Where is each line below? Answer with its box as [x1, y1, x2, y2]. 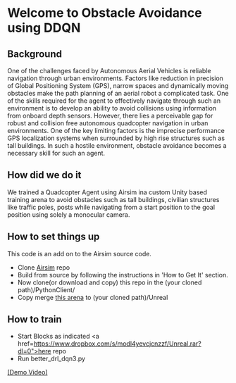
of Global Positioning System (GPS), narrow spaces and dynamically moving [7, 82, 229, 89]
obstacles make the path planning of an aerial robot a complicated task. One [7, 89, 229, 97]
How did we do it [7, 169, 82, 181]
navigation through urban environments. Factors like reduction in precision [7, 74, 224, 82]
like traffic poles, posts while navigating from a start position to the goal [7, 203, 216, 211]
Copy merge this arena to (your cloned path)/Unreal [17, 293, 168, 301]
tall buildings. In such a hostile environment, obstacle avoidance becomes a [7, 142, 227, 149]
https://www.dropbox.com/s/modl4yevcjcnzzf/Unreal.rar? [33, 339, 202, 348]
